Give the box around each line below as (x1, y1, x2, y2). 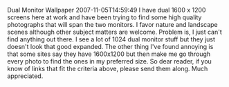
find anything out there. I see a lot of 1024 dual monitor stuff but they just (7, 35, 216, 43)
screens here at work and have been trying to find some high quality (7, 13, 202, 21)
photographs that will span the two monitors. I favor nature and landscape (7, 21, 218, 28)
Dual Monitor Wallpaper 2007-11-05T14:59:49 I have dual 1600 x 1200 (7, 6, 206, 14)
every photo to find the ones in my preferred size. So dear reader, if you (7, 57, 212, 65)
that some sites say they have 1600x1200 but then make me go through (7, 50, 211, 58)
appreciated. (7, 72, 44, 80)
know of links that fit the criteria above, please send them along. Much (7, 65, 208, 72)
